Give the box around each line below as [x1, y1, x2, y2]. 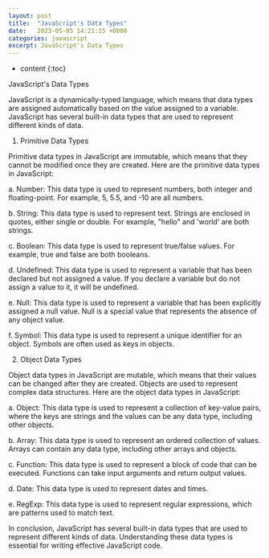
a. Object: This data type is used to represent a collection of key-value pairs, [8, 403, 261, 412]
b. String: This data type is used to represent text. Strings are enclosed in [8, 208, 251, 218]
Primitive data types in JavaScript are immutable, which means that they [8, 152, 247, 162]
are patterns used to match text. [8, 508, 115, 518]
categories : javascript [8, 34, 88, 43]
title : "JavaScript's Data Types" [8, 19, 128, 27]
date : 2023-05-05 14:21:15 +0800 [8, 27, 128, 35]
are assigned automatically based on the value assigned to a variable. [8, 104, 239, 113]
